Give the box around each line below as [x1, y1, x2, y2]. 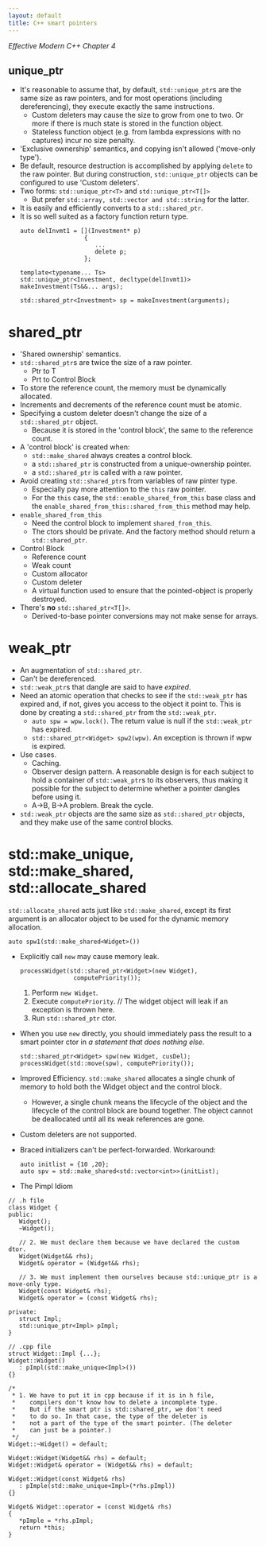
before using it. [31, 792, 82, 802]
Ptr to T [31, 367, 57, 376]
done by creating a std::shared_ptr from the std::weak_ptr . [19, 708, 217, 717]
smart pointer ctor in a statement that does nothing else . [19, 1037, 205, 1047]
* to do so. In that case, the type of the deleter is [11, 1412, 208, 1420]
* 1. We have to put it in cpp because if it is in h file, [11, 1392, 215, 1400]
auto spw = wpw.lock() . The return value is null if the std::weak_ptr [31, 717, 253, 726]
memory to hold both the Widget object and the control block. [19, 1082, 222, 1092]
